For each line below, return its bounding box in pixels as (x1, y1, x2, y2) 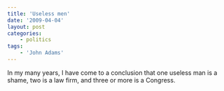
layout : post (7, 23, 45, 30)
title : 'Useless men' (7, 10, 71, 17)
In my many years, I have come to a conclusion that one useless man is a (7, 68, 218, 77)
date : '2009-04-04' (7, 17, 64, 24)
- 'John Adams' (20, 50, 64, 57)
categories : (7, 29, 42, 37)
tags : (7, 43, 23, 50)
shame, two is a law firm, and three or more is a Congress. (7, 76, 176, 84)
